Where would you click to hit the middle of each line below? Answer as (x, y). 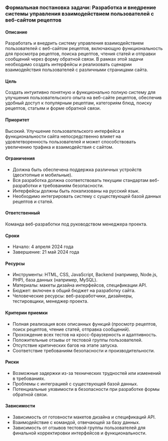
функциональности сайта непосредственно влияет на (63, 136)
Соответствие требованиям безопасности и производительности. (84, 350)
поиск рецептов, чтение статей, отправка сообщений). (71, 329)
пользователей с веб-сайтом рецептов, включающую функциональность (84, 49)
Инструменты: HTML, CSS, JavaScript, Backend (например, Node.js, (85, 275)
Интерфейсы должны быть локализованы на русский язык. (76, 191)
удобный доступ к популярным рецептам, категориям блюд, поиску (78, 103)
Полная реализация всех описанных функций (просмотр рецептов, (85, 324)
